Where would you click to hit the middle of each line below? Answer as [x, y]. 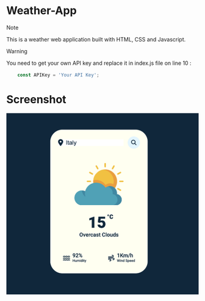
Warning [17, 51]
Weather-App [42, 11]
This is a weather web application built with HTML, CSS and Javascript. [96, 39]
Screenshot [36, 100]
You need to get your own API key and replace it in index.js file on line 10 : [99, 63]
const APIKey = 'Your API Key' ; [58, 75]
